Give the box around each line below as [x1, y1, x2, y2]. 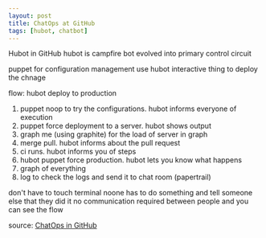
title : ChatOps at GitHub [8, 19, 95, 27]
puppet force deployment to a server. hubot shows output [19, 121, 211, 131]
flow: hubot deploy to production [8, 88, 117, 98]
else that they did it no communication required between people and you [8, 196, 249, 206]
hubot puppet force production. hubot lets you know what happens [19, 155, 243, 165]
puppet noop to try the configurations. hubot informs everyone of [19, 104, 237, 113]
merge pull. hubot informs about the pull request [19, 138, 181, 148]
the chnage [8, 73, 47, 83]
